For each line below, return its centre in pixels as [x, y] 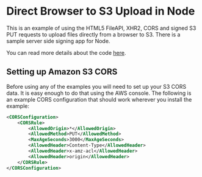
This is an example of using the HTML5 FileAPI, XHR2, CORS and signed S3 [101, 28]
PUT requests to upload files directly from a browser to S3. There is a [93, 34]
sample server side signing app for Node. [58, 41]
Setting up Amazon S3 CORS [62, 72]
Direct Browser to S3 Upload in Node [101, 11]
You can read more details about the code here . [66, 52]
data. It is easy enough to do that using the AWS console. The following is [99, 93]
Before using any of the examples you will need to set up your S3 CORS [96, 86]
